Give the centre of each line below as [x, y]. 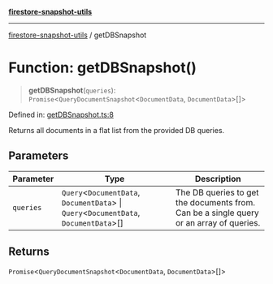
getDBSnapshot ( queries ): [72, 90]
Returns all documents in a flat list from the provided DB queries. [117, 130]
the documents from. [215, 202]
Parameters [39, 156]
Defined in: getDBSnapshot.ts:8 [61, 114]
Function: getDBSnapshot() [103, 68]
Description [218, 179]
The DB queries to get [217, 192]
